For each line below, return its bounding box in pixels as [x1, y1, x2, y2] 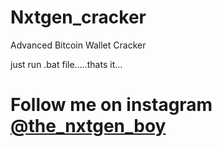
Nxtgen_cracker [10, 6, 147, 29]
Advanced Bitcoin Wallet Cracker [10, 39, 147, 51]
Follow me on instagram [10, 94, 213, 116]
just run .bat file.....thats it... [10, 58, 123, 70]
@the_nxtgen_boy [10, 115, 167, 138]
